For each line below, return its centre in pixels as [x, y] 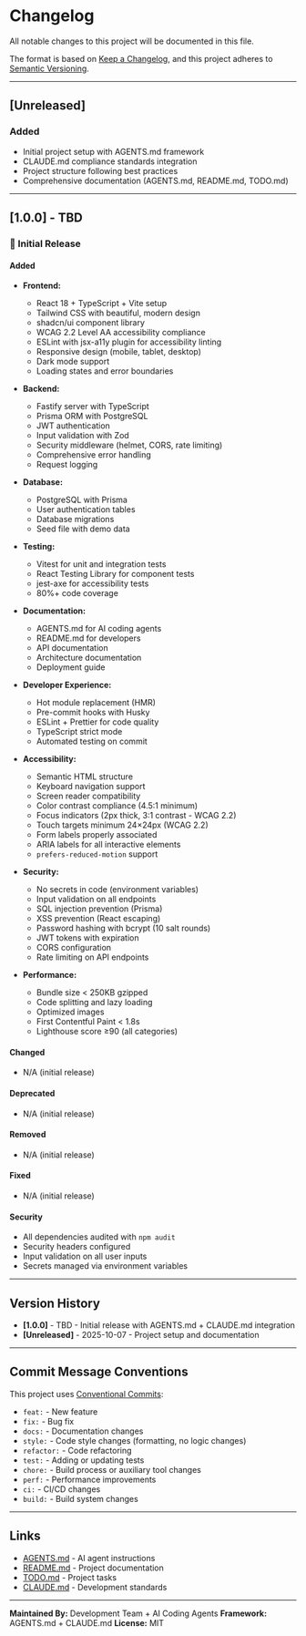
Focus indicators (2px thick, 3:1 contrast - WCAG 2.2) [136, 816]
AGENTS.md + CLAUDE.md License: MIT [87, 1622]
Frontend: [41, 286]
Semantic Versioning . [49, 68]
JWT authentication [73, 426]
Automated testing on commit [92, 741]
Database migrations [75, 520]
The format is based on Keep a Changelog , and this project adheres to [141, 58]
